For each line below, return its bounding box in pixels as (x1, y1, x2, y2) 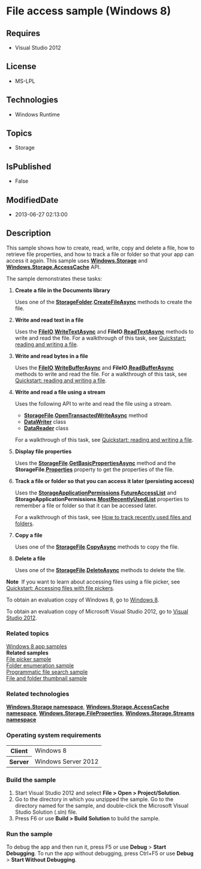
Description (6, 228, 51, 239)
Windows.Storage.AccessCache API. (6, 263, 101, 270)
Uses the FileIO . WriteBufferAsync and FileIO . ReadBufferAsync (14, 364, 174, 371)
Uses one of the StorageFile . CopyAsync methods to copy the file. (14, 543, 179, 550)
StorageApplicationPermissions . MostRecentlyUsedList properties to (14, 495, 189, 502)
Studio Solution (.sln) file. (14, 808, 77, 816)
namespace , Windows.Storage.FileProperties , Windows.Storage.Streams (6, 710, 195, 717)
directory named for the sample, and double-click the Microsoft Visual (14, 802, 189, 810)
